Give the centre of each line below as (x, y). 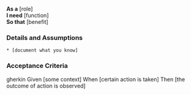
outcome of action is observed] (46, 86)
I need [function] (28, 15)
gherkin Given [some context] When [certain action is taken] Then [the (96, 79)
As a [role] (20, 9)
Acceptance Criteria (37, 66)
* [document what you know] (42, 51)
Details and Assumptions (45, 37)
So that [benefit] (27, 22)
